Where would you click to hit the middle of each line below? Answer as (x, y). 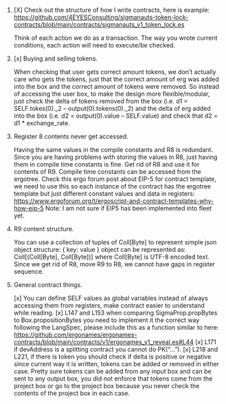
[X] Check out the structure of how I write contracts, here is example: (112, 10)
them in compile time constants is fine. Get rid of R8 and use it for (106, 164)
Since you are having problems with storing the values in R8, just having (115, 157)
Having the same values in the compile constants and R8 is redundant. (113, 150)
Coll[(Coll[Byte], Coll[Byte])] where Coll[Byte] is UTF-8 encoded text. (111, 257)
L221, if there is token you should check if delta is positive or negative (112, 357)
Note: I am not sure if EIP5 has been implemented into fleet (128, 208)
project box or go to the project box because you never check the (106, 386)
